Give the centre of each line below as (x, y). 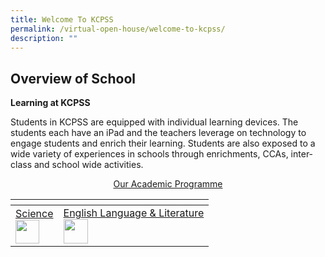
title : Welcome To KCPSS (62, 19)
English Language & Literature (134, 213)
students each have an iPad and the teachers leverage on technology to (158, 133)
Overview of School (73, 78)
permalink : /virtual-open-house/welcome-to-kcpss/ (118, 29)
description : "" (44, 38)
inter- (302, 154)
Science (34, 213)
